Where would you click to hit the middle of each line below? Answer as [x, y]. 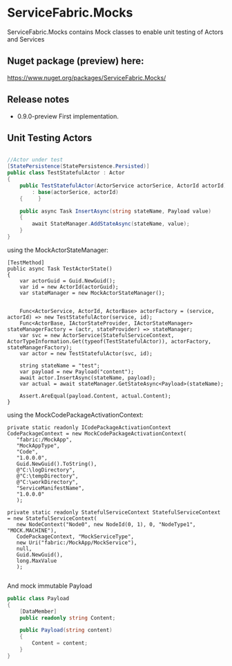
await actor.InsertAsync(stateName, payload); [88, 378]
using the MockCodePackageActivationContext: [75, 415]
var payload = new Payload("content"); [77, 372]
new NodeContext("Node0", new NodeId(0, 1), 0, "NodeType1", [106, 524]
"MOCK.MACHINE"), [32, 530]
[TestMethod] [26, 262]
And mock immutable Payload [50, 586]
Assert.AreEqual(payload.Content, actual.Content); [95, 396]
